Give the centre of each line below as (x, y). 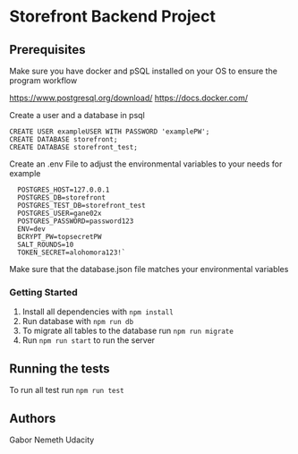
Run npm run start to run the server (88, 340)
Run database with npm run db (78, 321)
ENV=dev (32, 229)
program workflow (43, 81)
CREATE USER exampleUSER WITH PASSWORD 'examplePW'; (110, 132)
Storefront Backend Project (113, 17)
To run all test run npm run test (67, 390)
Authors (33, 418)
